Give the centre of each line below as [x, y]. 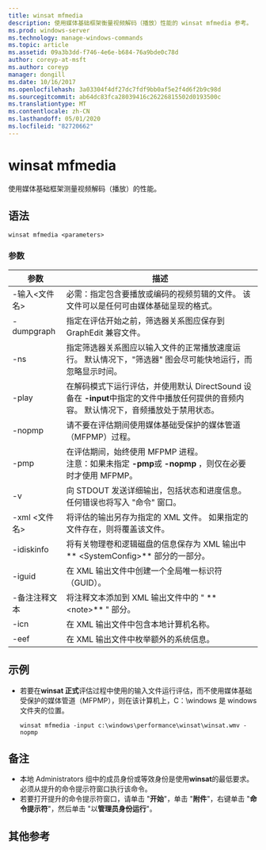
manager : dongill [37, 75]
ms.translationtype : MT [47, 104]
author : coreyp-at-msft [47, 60]
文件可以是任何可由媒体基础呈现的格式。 [142, 306]
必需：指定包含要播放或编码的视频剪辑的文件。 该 [158, 294]
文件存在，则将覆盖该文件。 [118, 529]
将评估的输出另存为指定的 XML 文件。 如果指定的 [157, 517]
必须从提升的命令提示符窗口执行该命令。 [85, 789]
